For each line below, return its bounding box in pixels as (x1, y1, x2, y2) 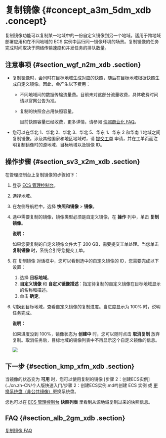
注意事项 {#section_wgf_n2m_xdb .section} (5, 60, 141, 69)
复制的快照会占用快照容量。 (19, 108, 77, 114)
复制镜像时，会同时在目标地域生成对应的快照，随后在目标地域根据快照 (12, 75, 156, 81)
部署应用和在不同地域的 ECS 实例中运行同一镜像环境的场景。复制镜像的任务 (5, 38, 159, 45)
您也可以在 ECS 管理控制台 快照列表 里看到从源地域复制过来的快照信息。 (5, 399, 153, 405)
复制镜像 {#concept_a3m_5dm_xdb (5, 4, 152, 16)
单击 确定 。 (19, 293, 43, 299)
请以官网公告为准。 (19, 98, 59, 104)
